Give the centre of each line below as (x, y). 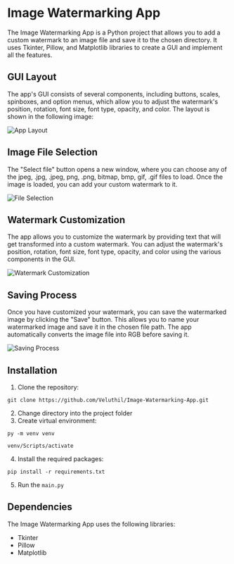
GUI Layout (32, 77)
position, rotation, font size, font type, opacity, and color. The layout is (109, 109)
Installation (32, 370)
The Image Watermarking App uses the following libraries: (91, 524)
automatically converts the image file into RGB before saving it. (98, 334)
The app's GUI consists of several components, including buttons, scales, (114, 94)
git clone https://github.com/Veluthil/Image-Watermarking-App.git (108, 400)
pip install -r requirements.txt (56, 472)
